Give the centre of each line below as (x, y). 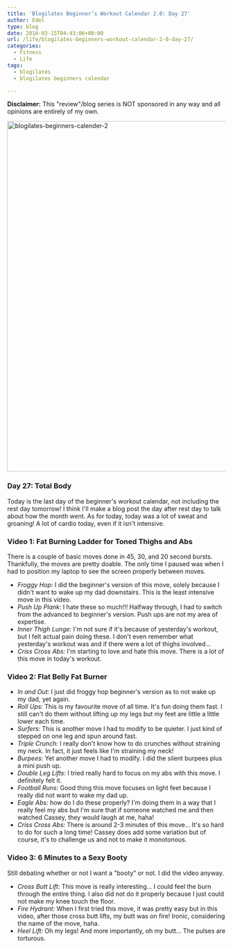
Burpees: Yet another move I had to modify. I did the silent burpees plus (120, 758)
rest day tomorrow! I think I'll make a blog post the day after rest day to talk (114, 508)
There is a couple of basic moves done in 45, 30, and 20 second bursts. (110, 556)
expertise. (32, 621)
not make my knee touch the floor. (66, 901)
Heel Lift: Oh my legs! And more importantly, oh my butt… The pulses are (121, 931)
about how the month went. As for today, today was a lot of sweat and (107, 516)
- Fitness (27, 53)
